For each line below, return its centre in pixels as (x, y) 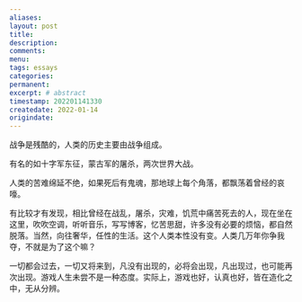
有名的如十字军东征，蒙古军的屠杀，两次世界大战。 (104, 164)
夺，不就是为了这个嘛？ (53, 247)
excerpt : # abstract (48, 93)
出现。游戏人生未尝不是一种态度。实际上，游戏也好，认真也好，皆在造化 (151, 277)
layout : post (34, 26)
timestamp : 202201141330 (56, 101)
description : (34, 43)
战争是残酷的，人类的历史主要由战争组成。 (88, 145)
